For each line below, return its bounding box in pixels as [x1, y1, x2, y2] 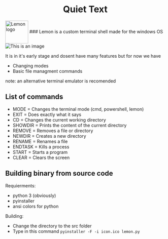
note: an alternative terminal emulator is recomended [5, 77, 116, 84]
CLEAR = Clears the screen [12, 154, 70, 161]
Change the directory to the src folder [12, 223, 92, 229]
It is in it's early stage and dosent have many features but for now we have [5, 53, 161, 59]
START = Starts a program [12, 149, 68, 155]
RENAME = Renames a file [12, 138, 68, 144]
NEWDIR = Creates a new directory [12, 133, 86, 139]
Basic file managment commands [12, 68, 83, 74]
